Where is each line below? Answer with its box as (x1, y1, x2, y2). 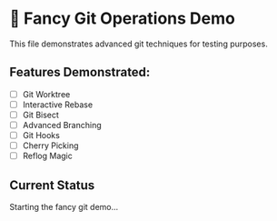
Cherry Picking (22, 140, 79, 151)
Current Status (9, 177, 95, 193)
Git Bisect (22, 109, 59, 120)
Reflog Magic (22, 150, 73, 162)
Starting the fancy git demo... (9, 202, 119, 212)
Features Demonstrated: (9, 65, 151, 80)
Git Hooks (22, 130, 61, 140)
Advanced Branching (22, 119, 102, 130)
